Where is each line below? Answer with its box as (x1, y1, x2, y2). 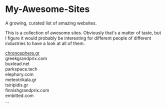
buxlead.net (5, 60, 30, 66)
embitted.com (5, 92, 34, 98)
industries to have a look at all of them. (5, 40, 85, 46)
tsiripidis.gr (5, 81, 28, 88)
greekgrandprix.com (5, 55, 47, 61)
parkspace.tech (5, 66, 37, 72)
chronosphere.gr (5, 50, 40, 56)
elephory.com (5, 71, 34, 77)
